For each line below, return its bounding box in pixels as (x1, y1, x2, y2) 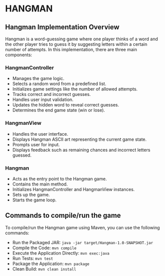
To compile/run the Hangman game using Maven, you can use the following (5, 224, 160, 230)
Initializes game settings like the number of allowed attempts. (12, 86, 138, 92)
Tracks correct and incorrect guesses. (12, 92, 91, 97)
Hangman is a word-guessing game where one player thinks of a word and (5, 36, 158, 42)
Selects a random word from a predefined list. (12, 81, 107, 87)
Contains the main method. (12, 181, 68, 187)
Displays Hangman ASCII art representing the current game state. (12, 136, 147, 142)
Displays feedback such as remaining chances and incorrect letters (12, 147, 151, 153)
